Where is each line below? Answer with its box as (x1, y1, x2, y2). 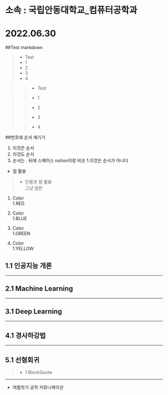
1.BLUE (12, 216, 27, 222)
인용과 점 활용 (24, 179, 52, 185)
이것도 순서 (12, 151, 34, 157)
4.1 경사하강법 (5, 331, 46, 340)
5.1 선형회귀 (5, 355, 40, 364)
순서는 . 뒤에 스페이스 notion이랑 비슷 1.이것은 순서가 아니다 (12, 157, 128, 163)
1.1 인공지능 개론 (5, 261, 52, 270)
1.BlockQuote (24, 369, 52, 375)
